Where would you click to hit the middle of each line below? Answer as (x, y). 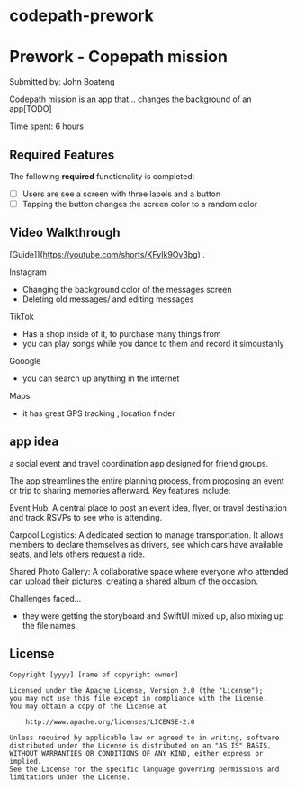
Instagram (28, 272)
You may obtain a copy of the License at (88, 706)
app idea (34, 442)
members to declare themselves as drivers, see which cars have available (146, 544)
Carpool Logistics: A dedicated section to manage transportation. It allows (147, 535)
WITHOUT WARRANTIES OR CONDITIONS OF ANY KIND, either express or (136, 753)
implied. (26, 761)
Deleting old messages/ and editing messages (108, 299)
